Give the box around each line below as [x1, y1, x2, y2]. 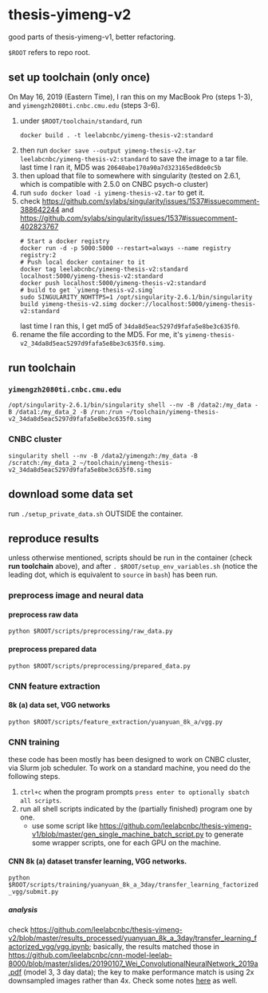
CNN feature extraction [8, 681, 100, 692]
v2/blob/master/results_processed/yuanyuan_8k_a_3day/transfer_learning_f [8, 933, 258, 943]
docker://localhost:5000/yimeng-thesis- [120, 300, 257, 308]
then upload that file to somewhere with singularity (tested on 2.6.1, [19, 170, 241, 181]
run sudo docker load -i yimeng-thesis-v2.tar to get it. [19, 188, 205, 197]
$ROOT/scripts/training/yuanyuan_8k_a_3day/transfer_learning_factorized [8, 881, 259, 889]
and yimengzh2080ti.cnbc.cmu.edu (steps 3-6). [8, 100, 160, 109]
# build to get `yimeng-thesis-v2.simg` [19, 286, 156, 294]
